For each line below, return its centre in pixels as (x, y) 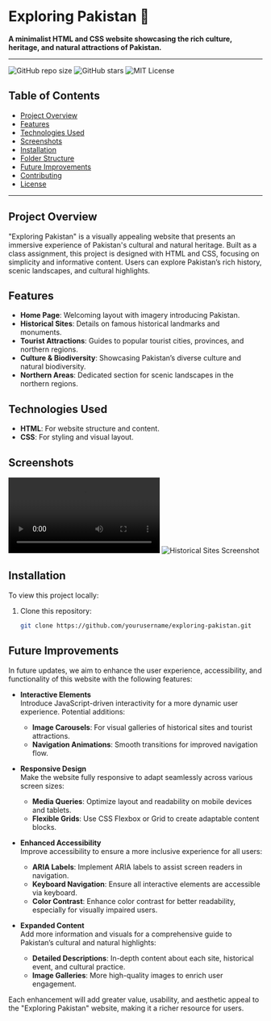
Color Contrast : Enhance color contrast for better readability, (134, 901)
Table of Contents (54, 96)
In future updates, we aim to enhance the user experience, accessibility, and (135, 670)
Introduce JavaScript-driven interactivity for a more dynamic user (129, 703)
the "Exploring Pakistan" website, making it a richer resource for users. (126, 1008)
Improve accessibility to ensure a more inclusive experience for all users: (141, 851)
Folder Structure (47, 158)
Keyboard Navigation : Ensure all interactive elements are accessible (146, 884)
